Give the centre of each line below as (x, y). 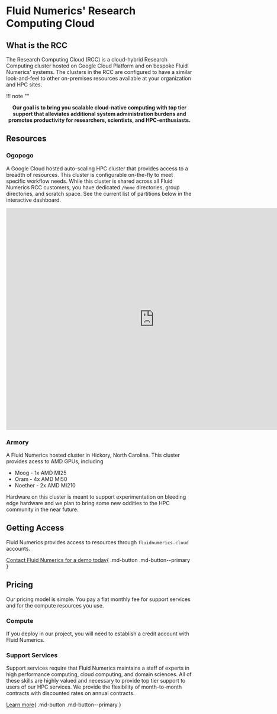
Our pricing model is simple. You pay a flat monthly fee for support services (98, 599)
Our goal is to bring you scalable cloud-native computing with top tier (99, 107)
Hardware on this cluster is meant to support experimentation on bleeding (96, 497)
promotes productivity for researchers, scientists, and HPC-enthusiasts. (99, 120)
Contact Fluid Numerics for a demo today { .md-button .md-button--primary (98, 560)
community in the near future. (42, 509)
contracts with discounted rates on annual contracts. (70, 693)
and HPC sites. (24, 85)
